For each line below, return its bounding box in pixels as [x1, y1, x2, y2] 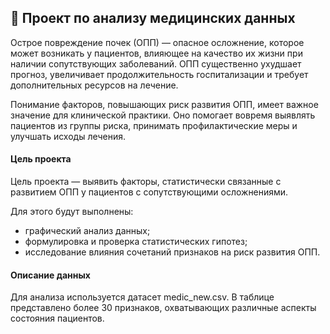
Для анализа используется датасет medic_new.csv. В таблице [10, 291, 275, 303]
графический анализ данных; [24, 225, 151, 237]
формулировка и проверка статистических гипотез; [24, 236, 248, 248]
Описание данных [10, 269, 91, 281]
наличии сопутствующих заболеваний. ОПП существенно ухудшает [10, 57, 302, 70]
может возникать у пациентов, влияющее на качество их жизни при [10, 47, 303, 59]
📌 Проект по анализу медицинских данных [10, 10, 296, 27]
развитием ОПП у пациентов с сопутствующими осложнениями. [10, 186, 289, 198]
